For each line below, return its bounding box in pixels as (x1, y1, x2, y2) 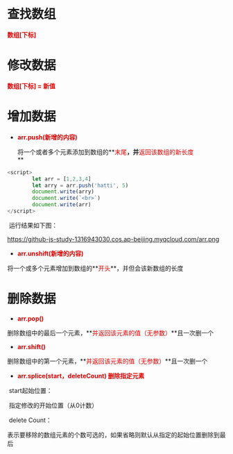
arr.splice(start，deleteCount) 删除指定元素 (17, 371, 145, 380)
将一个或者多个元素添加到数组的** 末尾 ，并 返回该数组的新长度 (17, 147, 194, 156)
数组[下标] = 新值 (7, 81, 55, 90)
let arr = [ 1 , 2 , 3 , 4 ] (32, 175, 92, 183)
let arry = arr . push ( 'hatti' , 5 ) (32, 182, 129, 189)
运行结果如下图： (8, 221, 58, 229)
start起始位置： (8, 386, 53, 394)
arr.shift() (17, 342, 46, 351)
